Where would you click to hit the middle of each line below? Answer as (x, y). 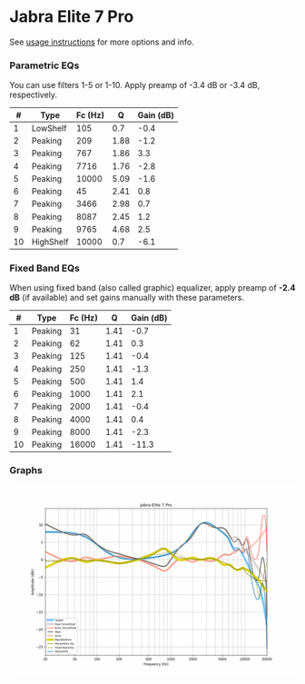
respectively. (33, 95)
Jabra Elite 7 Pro (72, 17)
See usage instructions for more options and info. (102, 42)
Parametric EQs (44, 65)
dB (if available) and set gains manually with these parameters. (127, 298)
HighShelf (50, 242)
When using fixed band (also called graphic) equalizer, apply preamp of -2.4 (152, 288)
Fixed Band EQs (44, 268)
